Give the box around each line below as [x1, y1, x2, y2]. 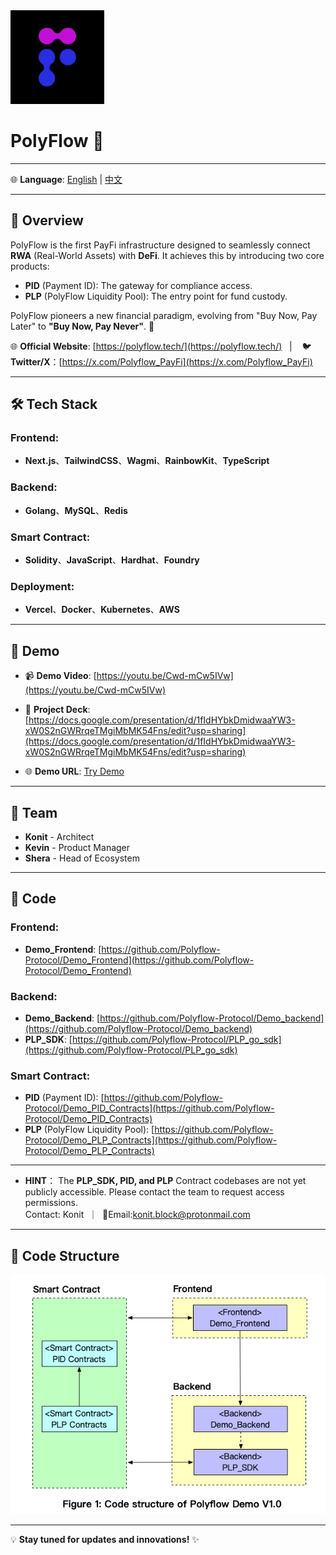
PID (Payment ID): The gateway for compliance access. [24, 279, 253, 291]
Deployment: [10, 579, 75, 593]
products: [10, 260, 50, 272]
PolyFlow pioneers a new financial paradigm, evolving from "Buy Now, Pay [10, 309, 318, 321]
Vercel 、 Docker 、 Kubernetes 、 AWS [24, 604, 180, 616]
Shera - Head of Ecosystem [24, 852, 140, 864]
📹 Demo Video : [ [24, 670, 97, 682]
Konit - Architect [24, 830, 95, 843]
